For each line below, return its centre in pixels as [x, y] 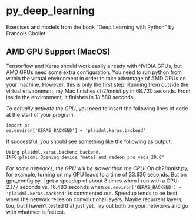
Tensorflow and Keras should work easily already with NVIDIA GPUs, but [94, 66]
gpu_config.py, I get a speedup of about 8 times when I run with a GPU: [93, 181]
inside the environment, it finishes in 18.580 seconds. [71, 97]
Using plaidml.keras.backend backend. [54, 152]
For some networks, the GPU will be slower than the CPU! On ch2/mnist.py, [97, 168]
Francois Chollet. [26, 33]
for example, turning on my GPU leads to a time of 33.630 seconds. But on [97, 174]
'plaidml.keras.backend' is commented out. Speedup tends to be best [92, 193]
